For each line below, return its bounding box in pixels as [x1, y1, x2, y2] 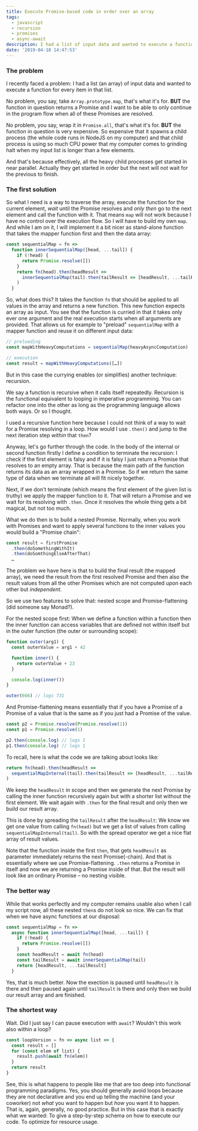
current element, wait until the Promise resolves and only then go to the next [6, 205, 192, 212]
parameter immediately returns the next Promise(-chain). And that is [6, 853, 172, 860]
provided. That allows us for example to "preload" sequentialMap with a [6, 321, 179, 328]
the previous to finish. [6, 171, 59, 178]
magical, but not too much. [6, 504, 72, 512]
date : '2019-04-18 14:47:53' [6, 47, 78, 53]
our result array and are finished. [6, 991, 86, 998]
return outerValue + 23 [16, 660, 75, 667]
